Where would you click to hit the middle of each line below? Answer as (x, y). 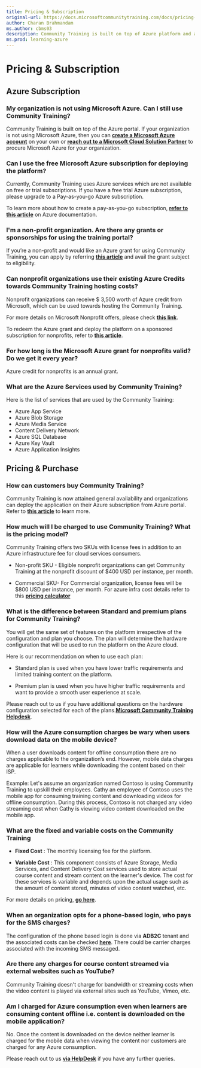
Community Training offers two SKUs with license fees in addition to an (94, 547)
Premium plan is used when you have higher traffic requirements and (100, 685)
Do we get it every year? (42, 358)
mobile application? (35, 1021)
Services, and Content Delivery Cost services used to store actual (96, 869)
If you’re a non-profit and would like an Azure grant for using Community (96, 251)
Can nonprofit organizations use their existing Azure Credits (96, 279)
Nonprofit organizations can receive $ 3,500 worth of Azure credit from (94, 299)
